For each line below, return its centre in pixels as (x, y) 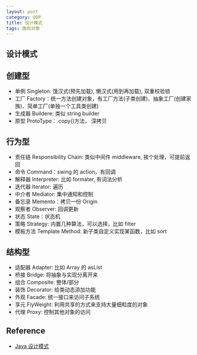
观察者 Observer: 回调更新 (47, 209)
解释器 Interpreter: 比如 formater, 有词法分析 (69, 180)
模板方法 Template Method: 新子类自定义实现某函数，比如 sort (91, 231)
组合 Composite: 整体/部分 (47, 282)
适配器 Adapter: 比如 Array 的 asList (58, 268)
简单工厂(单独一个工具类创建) (63, 106)
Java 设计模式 (32, 346)
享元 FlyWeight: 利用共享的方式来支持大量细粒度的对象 (81, 304)
